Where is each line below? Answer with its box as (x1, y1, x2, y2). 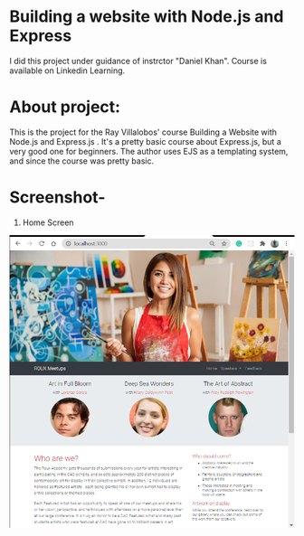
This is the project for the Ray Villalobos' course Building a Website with (9, 127, 278, 137)
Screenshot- (9, 187, 106, 208)
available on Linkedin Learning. (9, 65, 126, 76)
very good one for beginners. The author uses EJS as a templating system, (9, 146, 289, 156)
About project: (9, 97, 120, 118)
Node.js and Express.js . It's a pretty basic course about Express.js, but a (9, 136, 282, 146)
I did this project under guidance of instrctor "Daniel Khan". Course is (9, 55, 267, 66)
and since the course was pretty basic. (9, 155, 155, 166)
